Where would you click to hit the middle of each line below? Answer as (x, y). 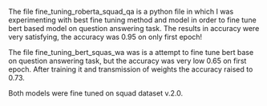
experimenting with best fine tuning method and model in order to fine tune (132, 20)
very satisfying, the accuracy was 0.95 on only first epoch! (105, 37)
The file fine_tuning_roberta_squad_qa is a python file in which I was (121, 12)
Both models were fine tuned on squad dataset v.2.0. (95, 93)
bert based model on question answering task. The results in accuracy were (134, 28)
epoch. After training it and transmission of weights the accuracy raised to (131, 69)
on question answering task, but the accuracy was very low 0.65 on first (127, 61)
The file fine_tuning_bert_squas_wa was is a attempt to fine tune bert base (131, 52)
